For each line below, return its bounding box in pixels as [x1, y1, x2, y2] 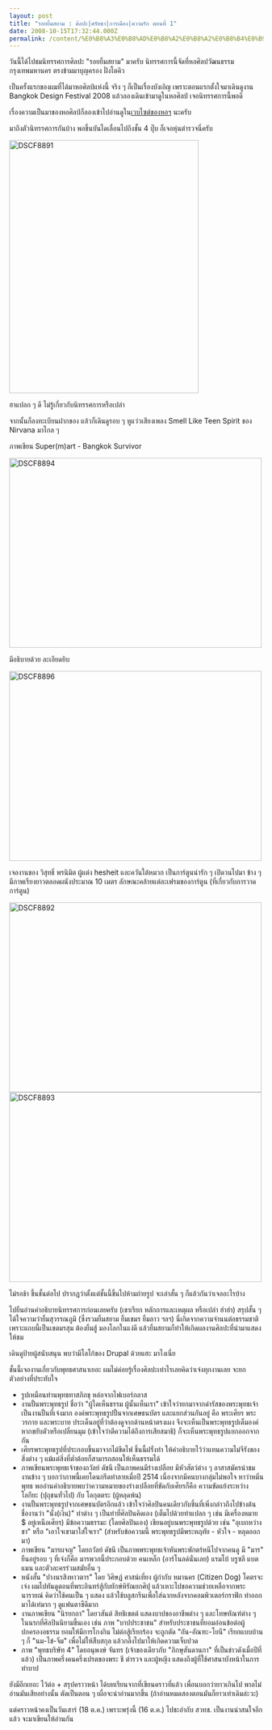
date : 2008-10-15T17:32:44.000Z [9, 27, 118, 35]
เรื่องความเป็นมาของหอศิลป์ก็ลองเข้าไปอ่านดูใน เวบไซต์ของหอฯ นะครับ [9, 107, 192, 117]
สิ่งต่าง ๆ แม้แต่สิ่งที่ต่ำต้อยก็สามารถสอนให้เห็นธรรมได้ [20, 1454, 161, 1464]
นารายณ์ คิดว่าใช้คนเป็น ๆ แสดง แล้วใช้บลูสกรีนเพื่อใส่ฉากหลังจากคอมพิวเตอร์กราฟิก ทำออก [20, 1591, 262, 1600]
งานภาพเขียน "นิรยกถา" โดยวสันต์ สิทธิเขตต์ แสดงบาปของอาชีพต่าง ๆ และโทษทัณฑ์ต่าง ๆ [20, 1609, 257, 1618]
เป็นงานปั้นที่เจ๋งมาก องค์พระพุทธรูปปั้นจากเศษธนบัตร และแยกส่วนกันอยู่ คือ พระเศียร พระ [20, 1408, 257, 1418]
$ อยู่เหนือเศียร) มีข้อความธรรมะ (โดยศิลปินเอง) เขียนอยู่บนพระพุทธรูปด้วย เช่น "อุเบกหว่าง [20, 1518, 262, 1528]
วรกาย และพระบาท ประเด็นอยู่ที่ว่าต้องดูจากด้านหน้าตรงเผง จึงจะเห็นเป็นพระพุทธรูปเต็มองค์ [20, 1417, 259, 1427]
